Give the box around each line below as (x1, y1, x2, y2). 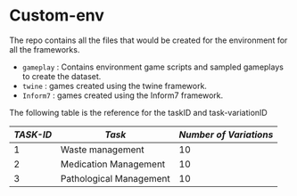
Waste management (61, 143, 144, 156)
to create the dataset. (21, 70, 102, 81)
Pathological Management (61, 172, 171, 184)
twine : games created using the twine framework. (21, 80, 208, 91)
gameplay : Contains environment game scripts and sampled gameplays (21, 61, 284, 72)
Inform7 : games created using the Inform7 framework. (21, 90, 224, 101)
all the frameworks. (9, 44, 80, 54)
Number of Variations (178, 128, 274, 141)
